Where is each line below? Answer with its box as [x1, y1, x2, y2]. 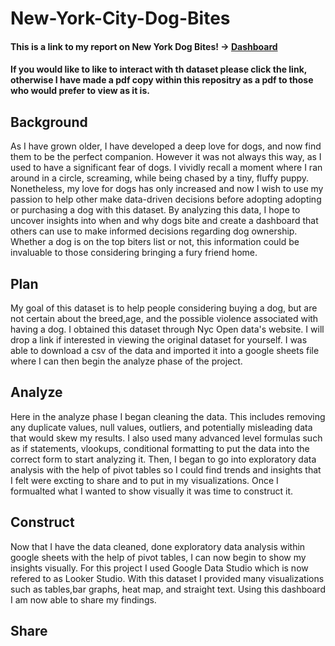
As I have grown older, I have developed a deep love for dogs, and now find [10, 140, 322, 152]
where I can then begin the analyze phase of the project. [10, 355, 243, 367]
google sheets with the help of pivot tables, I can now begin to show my [10, 551, 307, 563]
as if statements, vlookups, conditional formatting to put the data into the [10, 442, 310, 454]
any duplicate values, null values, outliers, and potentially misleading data [10, 421, 313, 433]
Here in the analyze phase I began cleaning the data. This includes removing [10, 410, 326, 422]
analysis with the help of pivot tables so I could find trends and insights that [10, 463, 322, 476]
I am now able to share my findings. [10, 593, 157, 606]
